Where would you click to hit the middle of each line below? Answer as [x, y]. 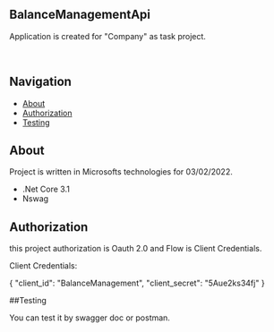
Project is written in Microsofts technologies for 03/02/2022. [121, 172]
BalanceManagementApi [80, 15]
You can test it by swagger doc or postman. [90, 318]
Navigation [40, 82]
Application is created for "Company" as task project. [107, 36]
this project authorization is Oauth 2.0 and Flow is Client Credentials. [136, 249]
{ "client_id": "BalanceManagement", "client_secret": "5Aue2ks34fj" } [137, 283]
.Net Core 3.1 [46, 189]
